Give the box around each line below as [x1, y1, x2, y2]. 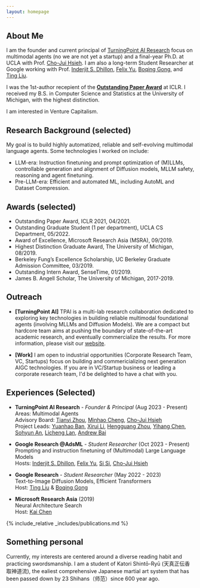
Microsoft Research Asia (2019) [14, 495, 95, 503]
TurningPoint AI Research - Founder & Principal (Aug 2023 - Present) [14, 403, 188, 411]
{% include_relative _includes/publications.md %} [6, 519, 128, 526]
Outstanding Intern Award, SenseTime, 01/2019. [14, 268, 132, 275]
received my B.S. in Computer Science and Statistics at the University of [6, 90, 184, 97]
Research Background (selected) [6, 125, 131, 135]
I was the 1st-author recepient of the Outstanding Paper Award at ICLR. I [6, 84, 186, 91]
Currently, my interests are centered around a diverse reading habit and [6, 553, 182, 560]
